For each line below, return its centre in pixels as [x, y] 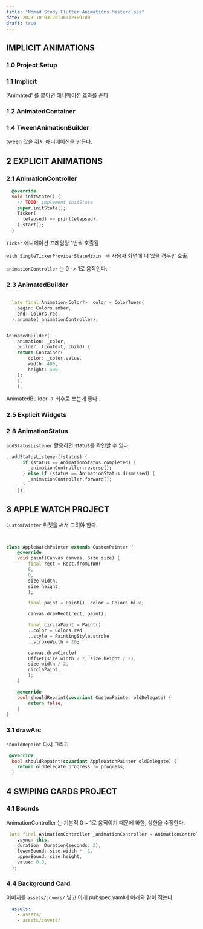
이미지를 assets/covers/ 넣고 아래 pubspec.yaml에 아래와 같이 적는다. [90, 897]
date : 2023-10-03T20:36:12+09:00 [48, 18]
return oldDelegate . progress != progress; [71, 767]
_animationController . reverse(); [70, 468]
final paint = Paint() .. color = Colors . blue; [86, 603]
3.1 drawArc [24, 730]
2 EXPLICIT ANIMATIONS [55, 161]
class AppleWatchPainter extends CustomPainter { [70, 547]
